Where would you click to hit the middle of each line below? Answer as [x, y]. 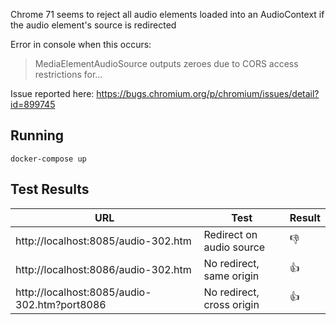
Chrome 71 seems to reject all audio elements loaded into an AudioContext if [167, 14]
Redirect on [230, 234]
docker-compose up [48, 159]
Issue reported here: [52, 93]
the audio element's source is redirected [93, 25]
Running [37, 135]
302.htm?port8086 [61, 304]
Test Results [50, 189]
